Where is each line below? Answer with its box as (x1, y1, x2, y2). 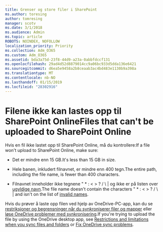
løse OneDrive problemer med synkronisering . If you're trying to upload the (5, 211, 155, 217)
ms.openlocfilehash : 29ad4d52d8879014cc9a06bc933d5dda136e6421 (5, 62, 137, 66)
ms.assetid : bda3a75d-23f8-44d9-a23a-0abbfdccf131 (5, 57, 110, 62)
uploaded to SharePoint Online (5, 126, 132, 137)
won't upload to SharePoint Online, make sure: (5, 148, 99, 153)
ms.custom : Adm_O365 (5, 52, 47, 58)
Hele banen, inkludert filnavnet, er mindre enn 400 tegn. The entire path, (12, 167, 157, 172)
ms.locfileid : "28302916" (5, 84, 58, 89)
